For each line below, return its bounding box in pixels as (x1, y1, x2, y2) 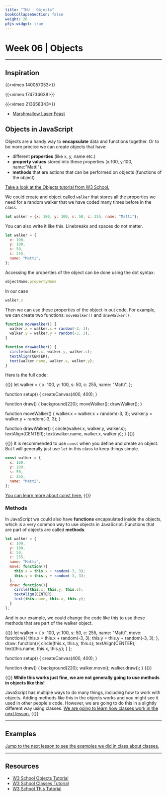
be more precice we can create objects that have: (5, 143, 107, 149)
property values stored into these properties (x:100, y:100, (12, 158, 133, 164)
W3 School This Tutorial (12, 786, 62, 792)
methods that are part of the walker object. (5, 620, 93, 626)
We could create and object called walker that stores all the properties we (5, 194, 156, 200)
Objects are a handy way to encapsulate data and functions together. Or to (5, 138, 160, 144)
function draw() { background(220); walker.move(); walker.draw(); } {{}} (5, 664, 153, 670)
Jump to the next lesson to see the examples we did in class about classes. (5, 743, 160, 749)
